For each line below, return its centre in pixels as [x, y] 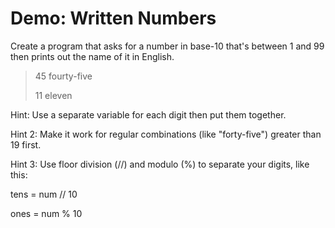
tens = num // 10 [44, 194]
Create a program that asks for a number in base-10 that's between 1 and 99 [167, 46]
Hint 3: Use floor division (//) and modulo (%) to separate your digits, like [160, 164]
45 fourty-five [63, 76]
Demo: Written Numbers [113, 18]
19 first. [26, 144]
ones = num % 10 [46, 213]
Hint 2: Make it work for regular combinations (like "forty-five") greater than [166, 134]
